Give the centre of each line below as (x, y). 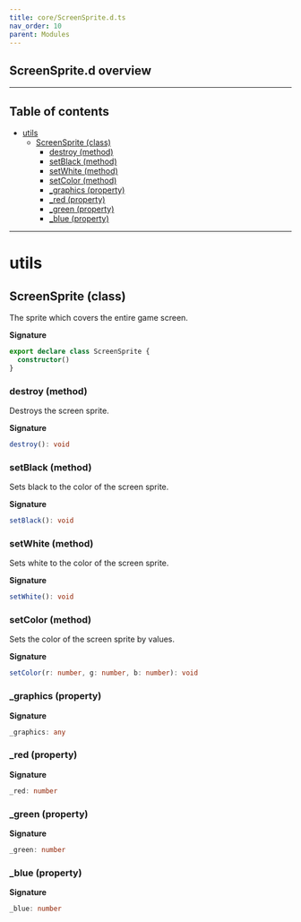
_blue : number (36, 909)
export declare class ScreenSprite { (80, 351)
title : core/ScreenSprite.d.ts (68, 17)
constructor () (43, 359)
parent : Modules (39, 34)
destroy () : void (39, 444)
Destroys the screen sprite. (59, 410)
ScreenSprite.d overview (81, 70)
